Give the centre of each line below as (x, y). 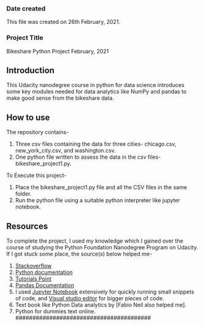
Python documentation (44, 272)
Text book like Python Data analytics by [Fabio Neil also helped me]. (101, 305)
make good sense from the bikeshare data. (60, 98)
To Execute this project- (36, 175)
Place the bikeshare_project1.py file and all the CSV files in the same (101, 188)
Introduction (31, 70)
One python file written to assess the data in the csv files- (88, 157)
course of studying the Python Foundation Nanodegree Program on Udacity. (102, 248)
